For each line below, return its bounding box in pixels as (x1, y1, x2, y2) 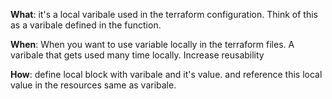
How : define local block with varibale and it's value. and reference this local (10, 69, 323, 80)
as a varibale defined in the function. (10, 19, 162, 31)
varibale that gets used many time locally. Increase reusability (10, 49, 265, 61)
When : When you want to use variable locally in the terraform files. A (10, 39, 295, 50)
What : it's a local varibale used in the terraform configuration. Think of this (10, 9, 318, 20)
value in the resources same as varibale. (10, 79, 177, 91)
